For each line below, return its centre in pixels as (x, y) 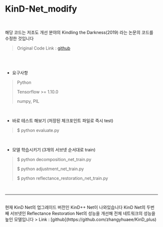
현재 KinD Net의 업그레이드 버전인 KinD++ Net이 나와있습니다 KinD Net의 (75, 207)
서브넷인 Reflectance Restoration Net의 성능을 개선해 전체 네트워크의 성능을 (83, 213)
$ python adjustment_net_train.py (50, 169)
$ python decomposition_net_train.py (54, 159)
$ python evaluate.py (38, 130)
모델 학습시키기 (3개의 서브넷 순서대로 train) (54, 149)
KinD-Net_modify (41, 9)
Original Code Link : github (43, 48)
